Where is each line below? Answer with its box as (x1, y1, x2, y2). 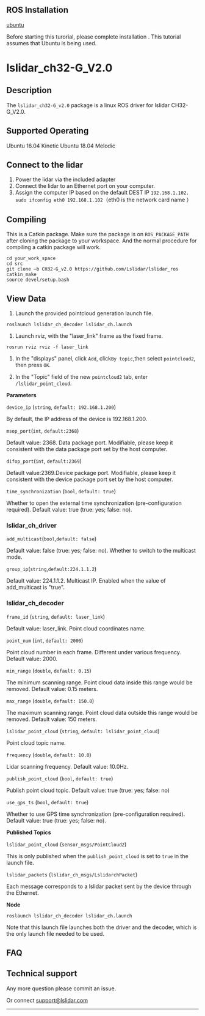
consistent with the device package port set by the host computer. (6, 476, 173, 483)
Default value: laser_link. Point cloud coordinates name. (6, 624, 146, 632)
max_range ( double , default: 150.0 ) (6, 697, 95, 704)
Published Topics (6, 829, 51, 836)
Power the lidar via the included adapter (15, 176, 116, 183)
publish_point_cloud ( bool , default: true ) (6, 774, 113, 782)
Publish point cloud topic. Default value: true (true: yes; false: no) (6, 786, 170, 794)
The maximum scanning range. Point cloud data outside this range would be (6, 709, 198, 716)
